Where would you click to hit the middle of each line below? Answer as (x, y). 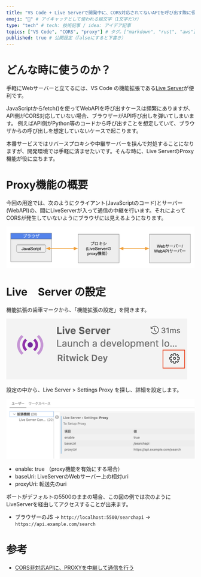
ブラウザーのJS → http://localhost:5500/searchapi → (83, 517)
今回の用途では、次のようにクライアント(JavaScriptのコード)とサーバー (95, 203)
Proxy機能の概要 (47, 185)
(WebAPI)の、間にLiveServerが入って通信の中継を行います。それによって (96, 210)
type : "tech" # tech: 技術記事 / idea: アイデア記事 (69, 25)
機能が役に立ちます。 (32, 159)
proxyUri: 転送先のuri (41, 484)
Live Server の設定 (56, 292)
